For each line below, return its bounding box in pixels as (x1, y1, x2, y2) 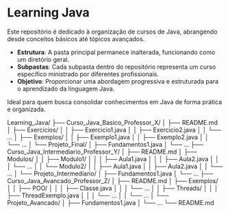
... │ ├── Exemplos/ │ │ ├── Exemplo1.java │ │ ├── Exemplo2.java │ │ (7, 132, 209, 141)
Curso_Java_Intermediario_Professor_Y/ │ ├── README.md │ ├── (7, 147, 197, 156)
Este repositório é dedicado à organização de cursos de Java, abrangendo (7, 27, 218, 36)
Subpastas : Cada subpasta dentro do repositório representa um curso (16, 62, 216, 71)
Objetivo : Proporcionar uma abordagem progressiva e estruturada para (16, 77, 219, 85)
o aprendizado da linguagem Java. (16, 84, 115, 93)
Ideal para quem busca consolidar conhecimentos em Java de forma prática (7, 97, 222, 106)
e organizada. (7, 105, 46, 113)
